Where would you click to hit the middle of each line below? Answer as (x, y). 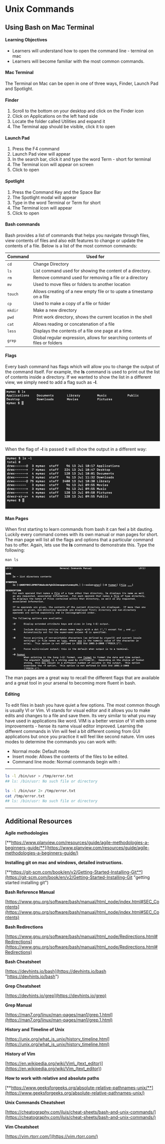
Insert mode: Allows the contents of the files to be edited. (70, 756)
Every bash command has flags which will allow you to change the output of (82, 366)
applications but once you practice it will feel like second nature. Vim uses (80, 736)
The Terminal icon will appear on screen (53, 165)
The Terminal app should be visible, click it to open (64, 127)
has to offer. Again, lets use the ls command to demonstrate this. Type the (80, 545)
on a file (41, 296)
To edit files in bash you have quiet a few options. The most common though (82, 705)
